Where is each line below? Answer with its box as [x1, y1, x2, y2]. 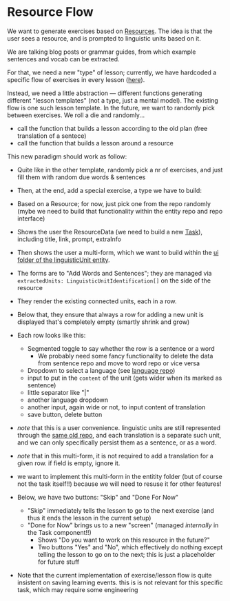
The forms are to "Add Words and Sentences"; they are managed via [17, 269, 212, 277]
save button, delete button [27, 410, 103, 418]
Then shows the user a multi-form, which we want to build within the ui [17, 248, 219, 256]
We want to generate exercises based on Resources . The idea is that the [7, 27, 213, 35]
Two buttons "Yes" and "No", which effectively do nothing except [37, 542, 223, 551]
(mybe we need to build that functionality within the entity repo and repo [17, 207, 223, 215]
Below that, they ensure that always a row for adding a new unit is [17, 310, 205, 318]
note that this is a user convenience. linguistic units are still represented [17, 423, 221, 431]
